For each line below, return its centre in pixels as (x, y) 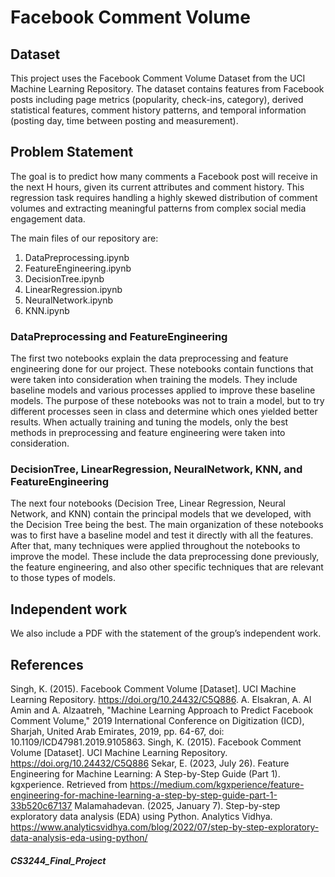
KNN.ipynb (47, 310)
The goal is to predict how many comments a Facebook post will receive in (164, 176)
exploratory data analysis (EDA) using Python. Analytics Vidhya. (141, 817)
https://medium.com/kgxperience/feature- (217, 785)
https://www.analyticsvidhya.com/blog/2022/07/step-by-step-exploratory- (165, 827)
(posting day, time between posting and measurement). (124, 120)
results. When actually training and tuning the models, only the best (149, 422)
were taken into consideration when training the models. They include (154, 380)
